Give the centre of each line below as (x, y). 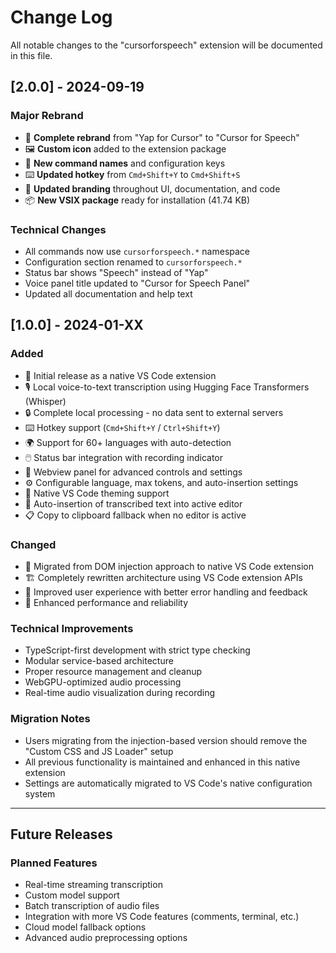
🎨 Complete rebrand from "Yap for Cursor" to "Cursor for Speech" (162, 137)
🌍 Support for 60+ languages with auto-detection (128, 442)
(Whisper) (45, 401)
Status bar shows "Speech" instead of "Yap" (116, 272)
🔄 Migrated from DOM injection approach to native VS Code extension (169, 566)
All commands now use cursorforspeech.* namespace (137, 251)
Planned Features (54, 863)
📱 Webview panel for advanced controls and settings (133, 472)
